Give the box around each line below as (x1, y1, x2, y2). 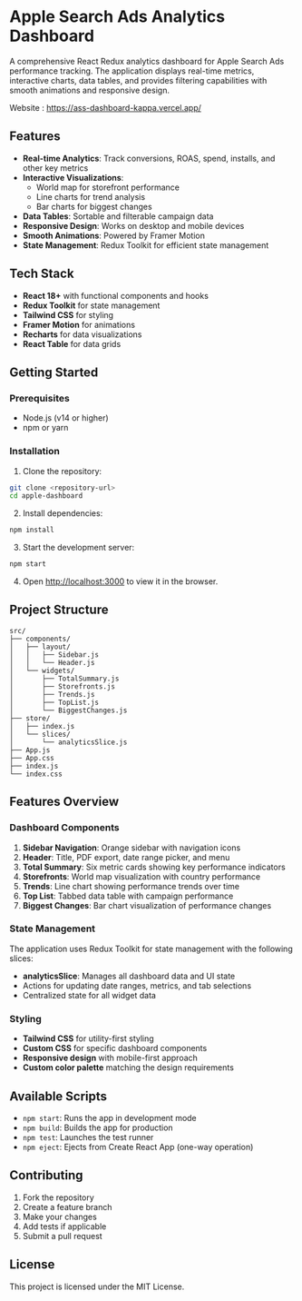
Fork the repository (22, 1192, 95, 1203)
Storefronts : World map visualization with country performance (22, 870, 261, 882)
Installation (9, 445, 61, 458)
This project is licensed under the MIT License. (9, 1281, 185, 1292)
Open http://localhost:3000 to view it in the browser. (22, 576, 219, 587)
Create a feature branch (22, 1201, 112, 1212)
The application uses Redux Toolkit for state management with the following (9, 943, 293, 954)
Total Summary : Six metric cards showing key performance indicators (22, 861, 286, 872)
